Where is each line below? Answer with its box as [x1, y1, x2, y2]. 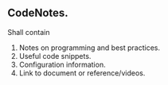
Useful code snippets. [18, 51, 92, 60]
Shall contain [7, 27, 50, 37]
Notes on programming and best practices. [18, 43, 161, 52]
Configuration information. [18, 60, 106, 69]
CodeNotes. [7, 6, 68, 20]
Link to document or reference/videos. [18, 68, 146, 78]
